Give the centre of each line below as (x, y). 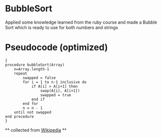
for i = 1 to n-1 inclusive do (55, 82)
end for (30, 103)
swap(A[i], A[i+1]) (60, 91)
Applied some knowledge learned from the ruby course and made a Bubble (81, 22)
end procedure (20, 116)
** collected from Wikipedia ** (36, 130)
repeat (21, 73)
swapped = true (55, 95)
